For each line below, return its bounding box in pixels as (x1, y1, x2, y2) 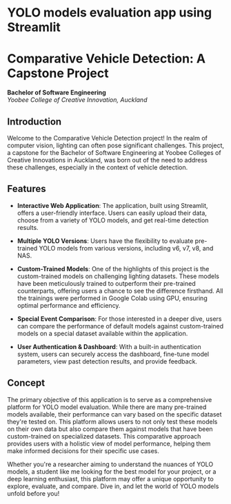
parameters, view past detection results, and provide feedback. (17, 357, 198, 366)
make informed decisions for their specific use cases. (7, 446, 160, 455)
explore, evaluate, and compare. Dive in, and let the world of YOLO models (7, 482, 219, 490)
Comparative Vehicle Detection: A (7, 51, 205, 67)
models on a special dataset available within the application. (17, 329, 188, 337)
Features (7, 183, 46, 195)
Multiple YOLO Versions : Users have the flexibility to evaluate (17, 236, 194, 245)
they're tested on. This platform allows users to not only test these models (7, 417, 218, 426)
